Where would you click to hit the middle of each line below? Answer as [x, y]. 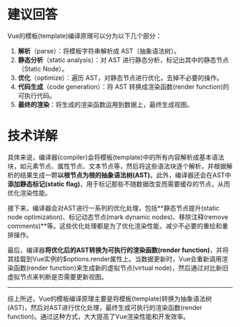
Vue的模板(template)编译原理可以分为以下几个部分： [85, 36]
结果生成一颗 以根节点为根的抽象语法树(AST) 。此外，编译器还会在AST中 [125, 175]
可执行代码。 [36, 95]
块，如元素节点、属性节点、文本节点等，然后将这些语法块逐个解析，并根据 [117, 166]
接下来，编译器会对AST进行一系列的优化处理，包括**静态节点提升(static [114, 208]
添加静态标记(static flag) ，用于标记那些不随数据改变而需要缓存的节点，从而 [119, 183]
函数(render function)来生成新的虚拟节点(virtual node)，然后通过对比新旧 [121, 268]
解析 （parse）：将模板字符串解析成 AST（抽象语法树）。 [99, 51]
